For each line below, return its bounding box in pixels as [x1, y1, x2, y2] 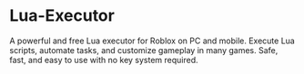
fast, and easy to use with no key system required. [9, 54, 198, 65]
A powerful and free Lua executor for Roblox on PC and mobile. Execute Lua [9, 35, 296, 46]
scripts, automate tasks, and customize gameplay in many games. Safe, [9, 44, 279, 55]
